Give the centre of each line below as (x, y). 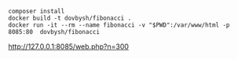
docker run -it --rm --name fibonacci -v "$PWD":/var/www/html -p (119, 25)
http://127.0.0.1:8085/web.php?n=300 (69, 46)
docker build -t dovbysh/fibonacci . (70, 18)
